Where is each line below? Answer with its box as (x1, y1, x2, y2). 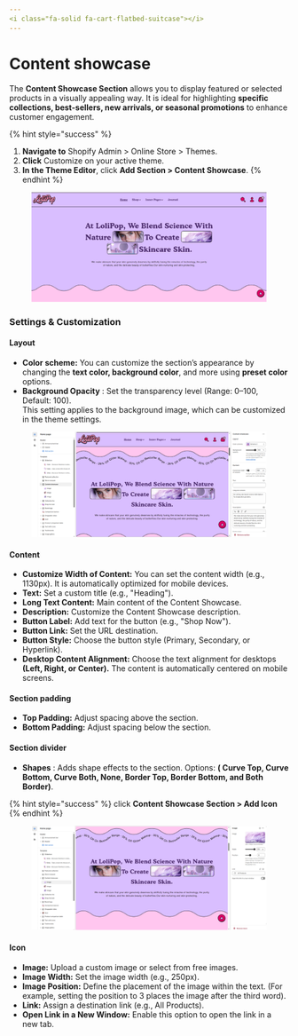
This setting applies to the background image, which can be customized (21, 405, 286, 415)
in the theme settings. (21, 414, 102, 425)
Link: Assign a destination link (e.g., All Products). (21, 1000, 205, 1010)
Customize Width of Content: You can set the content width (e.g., (21, 569, 265, 580)
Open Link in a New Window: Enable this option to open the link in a (21, 1008, 272, 1020)
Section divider (9, 742, 67, 754)
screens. (21, 673, 55, 684)
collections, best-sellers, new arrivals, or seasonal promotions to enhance (9, 102, 288, 113)
